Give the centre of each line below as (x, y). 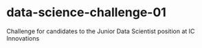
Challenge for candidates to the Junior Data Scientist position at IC (101, 31)
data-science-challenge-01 (86, 13)
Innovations (23, 38)
